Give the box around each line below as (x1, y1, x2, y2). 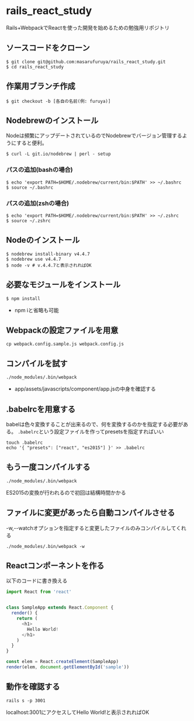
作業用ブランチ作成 (6, 81, 75, 91)
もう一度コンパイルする (6, 462, 91, 472)
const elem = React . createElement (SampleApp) (6, 659, 119, 665)
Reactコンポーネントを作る (6, 561, 105, 571)
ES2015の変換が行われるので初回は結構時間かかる (6, 489, 127, 496)
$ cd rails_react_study (6, 64, 64, 70)
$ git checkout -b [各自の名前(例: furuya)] (6, 98, 111, 104)
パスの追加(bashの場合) (6, 165, 73, 174)
